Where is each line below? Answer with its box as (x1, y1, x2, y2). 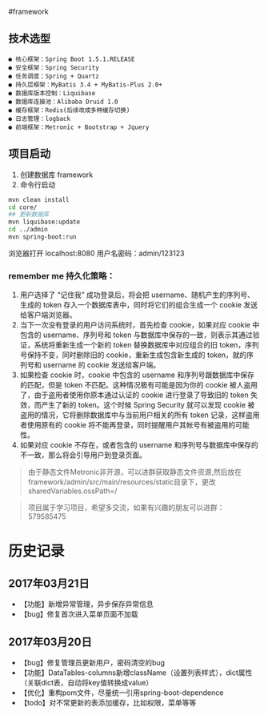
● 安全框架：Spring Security (8, 63, 100, 71)
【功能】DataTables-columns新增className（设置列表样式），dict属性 (19, 668, 253, 677)
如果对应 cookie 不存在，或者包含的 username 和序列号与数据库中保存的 (19, 440, 258, 450)
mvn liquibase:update (8, 218, 81, 227)
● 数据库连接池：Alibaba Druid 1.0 (8, 98, 118, 106)
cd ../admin (8, 226, 48, 234)
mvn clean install (8, 195, 70, 203)
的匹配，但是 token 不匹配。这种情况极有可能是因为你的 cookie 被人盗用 (19, 380, 258, 390)
